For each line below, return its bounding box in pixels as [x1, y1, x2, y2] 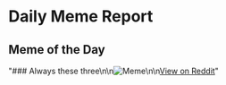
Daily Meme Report [8, 6, 154, 27]
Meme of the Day [8, 42, 105, 57]
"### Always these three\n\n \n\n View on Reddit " [8, 65, 220, 76]
